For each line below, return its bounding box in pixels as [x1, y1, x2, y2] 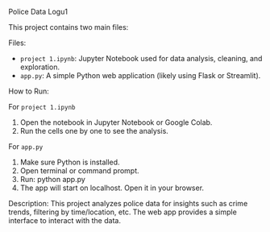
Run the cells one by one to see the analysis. [19, 126, 169, 135]
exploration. [19, 62, 60, 72]
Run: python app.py [19, 175, 86, 184]
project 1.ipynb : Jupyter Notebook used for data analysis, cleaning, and [19, 54, 263, 63]
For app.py [8, 142, 44, 151]
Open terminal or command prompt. [19, 166, 139, 176]
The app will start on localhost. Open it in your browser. [19, 183, 204, 193]
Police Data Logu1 [8, 7, 69, 16]
